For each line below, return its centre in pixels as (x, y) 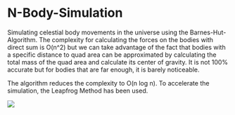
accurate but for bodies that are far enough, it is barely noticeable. (103, 69)
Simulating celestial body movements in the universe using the (98, 32)
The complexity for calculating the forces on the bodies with (126, 39)
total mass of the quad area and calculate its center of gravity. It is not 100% (118, 62)
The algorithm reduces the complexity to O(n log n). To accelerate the (108, 83)
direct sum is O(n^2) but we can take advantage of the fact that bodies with (117, 47)
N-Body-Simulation (65, 13)
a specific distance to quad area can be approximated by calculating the (112, 55)
